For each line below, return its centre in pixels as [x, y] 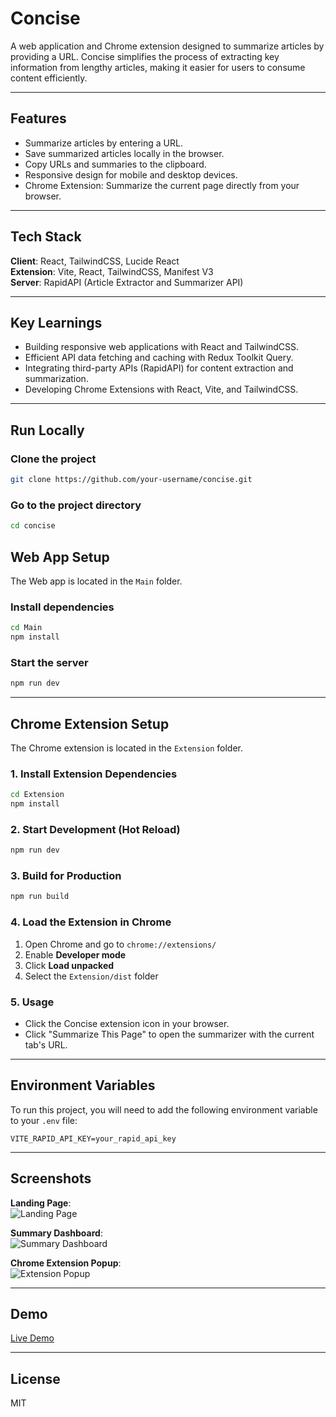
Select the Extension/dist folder [91, 976]
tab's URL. [46, 1044]
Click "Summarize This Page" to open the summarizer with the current [169, 1034]
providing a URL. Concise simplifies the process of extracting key [145, 56]
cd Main [26, 628]
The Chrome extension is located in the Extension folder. [127, 748]
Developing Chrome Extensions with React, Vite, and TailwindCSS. [161, 389]
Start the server [49, 662]
